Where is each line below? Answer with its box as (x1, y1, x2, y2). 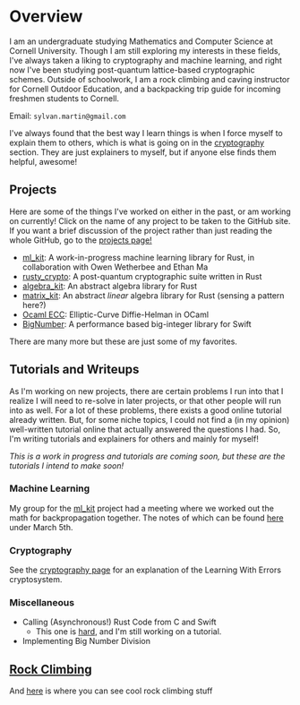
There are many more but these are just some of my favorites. (9, 336, 237, 347)
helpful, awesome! (9, 156, 78, 167)
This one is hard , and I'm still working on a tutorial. (35, 626, 222, 637)
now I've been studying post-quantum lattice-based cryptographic (9, 64, 255, 75)
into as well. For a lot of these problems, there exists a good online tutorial (9, 405, 282, 416)
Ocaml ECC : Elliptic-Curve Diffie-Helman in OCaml (21, 309, 209, 320)
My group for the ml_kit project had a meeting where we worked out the (9, 503, 275, 513)
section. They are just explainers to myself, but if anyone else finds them (9, 146, 277, 158)
